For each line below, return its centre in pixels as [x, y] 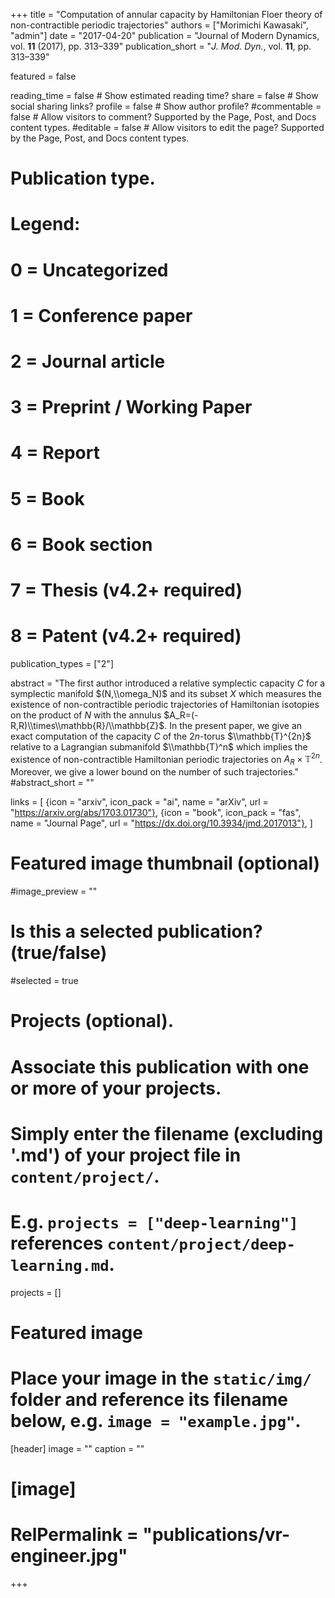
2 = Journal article [88, 361]
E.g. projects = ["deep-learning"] [154, 1221]
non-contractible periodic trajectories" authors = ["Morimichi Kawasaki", [159, 25]
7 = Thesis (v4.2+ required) [126, 590]
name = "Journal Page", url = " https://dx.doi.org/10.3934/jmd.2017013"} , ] [161, 823]
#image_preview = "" [54, 891]
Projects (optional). [92, 1021]
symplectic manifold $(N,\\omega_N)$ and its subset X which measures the [166, 693]
